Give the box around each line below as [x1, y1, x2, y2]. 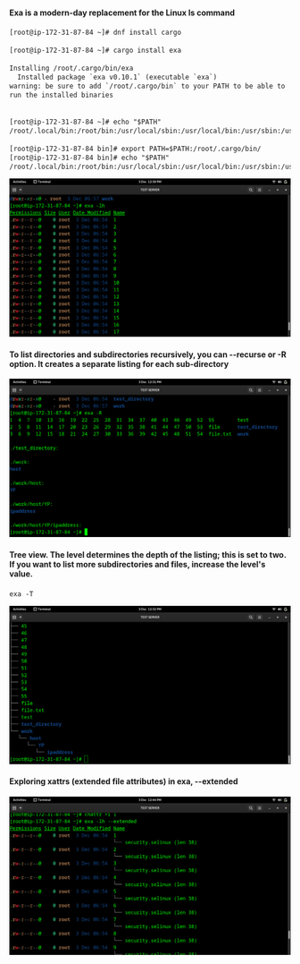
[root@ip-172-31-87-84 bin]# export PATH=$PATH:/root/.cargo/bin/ [9, 144, 262, 154]
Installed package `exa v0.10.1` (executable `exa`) [17, 73, 218, 82]
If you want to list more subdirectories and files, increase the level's [9, 559, 266, 569]
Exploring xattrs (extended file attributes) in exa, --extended [9, 776, 238, 787]
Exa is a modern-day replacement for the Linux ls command [9, 7, 235, 18]
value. [9, 568, 33, 579]
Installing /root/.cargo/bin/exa [9, 64, 134, 73]
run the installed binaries [9, 90, 114, 100]
